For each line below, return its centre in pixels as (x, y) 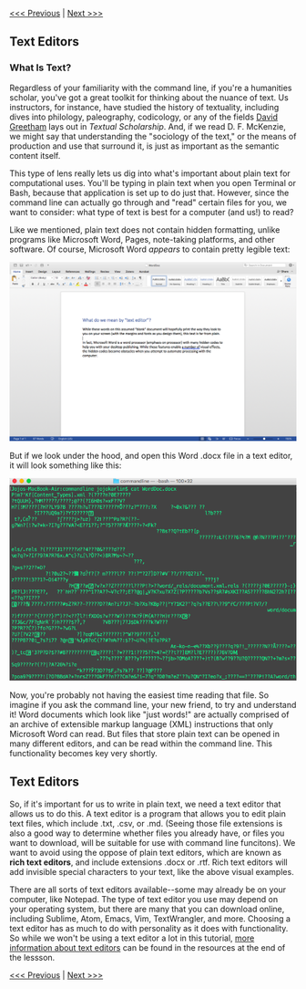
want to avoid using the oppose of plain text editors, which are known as (146, 852)
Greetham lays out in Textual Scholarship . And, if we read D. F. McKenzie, (148, 126)
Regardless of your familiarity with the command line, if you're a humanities (151, 88)
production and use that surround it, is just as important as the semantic (144, 146)
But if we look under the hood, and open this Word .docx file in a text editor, (151, 456)
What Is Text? (41, 68)
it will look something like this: (66, 465)
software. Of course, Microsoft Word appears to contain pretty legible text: (150, 249)
